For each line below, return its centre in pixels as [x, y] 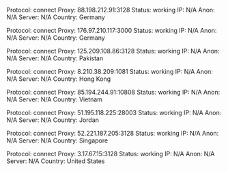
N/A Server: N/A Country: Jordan [53, 120]
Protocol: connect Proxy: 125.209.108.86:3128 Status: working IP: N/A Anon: [113, 51]
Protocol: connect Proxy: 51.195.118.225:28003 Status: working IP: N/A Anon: [114, 113]
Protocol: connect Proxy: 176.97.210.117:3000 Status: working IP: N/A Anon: [112, 30]
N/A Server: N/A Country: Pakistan [55, 58]
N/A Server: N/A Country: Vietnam [55, 99]
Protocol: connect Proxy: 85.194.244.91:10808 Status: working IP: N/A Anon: [113, 92]
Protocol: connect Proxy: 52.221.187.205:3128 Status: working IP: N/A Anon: [113, 133]
